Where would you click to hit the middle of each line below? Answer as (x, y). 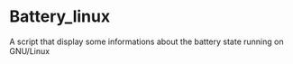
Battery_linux (60, 17)
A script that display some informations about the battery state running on (146, 41)
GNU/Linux (30, 50)
